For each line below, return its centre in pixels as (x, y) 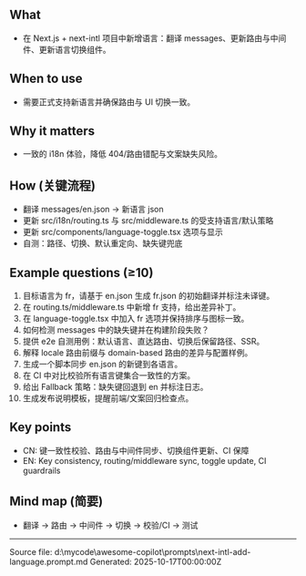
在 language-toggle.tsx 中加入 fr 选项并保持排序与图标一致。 (136, 319)
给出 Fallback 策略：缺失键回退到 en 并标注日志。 (115, 387)
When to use (46, 79)
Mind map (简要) (56, 502)
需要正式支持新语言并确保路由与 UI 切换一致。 (109, 102)
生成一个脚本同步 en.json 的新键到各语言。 (102, 365)
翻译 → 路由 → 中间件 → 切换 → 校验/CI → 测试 (110, 525)
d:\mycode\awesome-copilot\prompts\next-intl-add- (153, 551)
